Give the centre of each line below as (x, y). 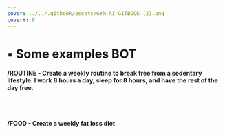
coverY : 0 (21, 20)
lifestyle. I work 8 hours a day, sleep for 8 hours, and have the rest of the (112, 80)
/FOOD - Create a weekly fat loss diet (61, 124)
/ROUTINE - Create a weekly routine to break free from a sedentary (105, 74)
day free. (20, 88)
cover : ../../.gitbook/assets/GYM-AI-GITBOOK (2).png (86, 13)
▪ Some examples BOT (72, 54)
